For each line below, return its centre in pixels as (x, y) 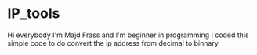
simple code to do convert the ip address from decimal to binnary (113, 43)
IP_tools (34, 14)
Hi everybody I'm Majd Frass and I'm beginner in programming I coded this (128, 35)
